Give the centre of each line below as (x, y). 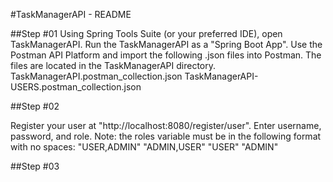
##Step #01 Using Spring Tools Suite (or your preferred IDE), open (146, 33)
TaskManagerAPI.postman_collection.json (96, 76)
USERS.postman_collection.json (76, 87)
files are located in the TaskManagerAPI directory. (113, 65)
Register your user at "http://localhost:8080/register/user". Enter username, (166, 125)
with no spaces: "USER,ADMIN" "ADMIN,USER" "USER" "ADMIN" (144, 147)
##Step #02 (35, 106)
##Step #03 (35, 166)
